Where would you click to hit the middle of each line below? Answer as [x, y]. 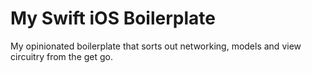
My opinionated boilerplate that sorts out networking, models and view [156, 46]
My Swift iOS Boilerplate [113, 18]
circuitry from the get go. [62, 56]
